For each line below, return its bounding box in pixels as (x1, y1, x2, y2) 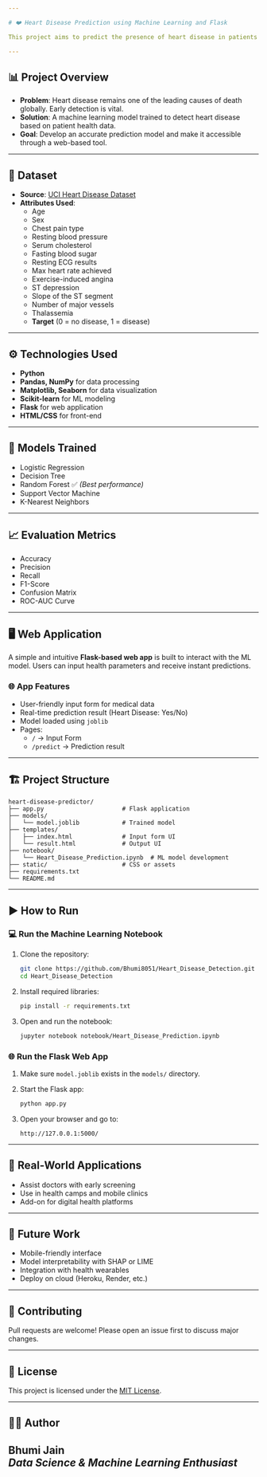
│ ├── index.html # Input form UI (8, 833, 176, 841)
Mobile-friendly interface (19, 1248, 102, 1258)
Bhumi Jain (8, 1444, 65, 1457)
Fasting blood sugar (31, 249, 98, 259)
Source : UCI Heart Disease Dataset (19, 190, 137, 199)
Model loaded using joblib (19, 716, 109, 725)
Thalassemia (31, 308, 74, 318)
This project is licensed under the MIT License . (8, 1386, 162, 1396)
